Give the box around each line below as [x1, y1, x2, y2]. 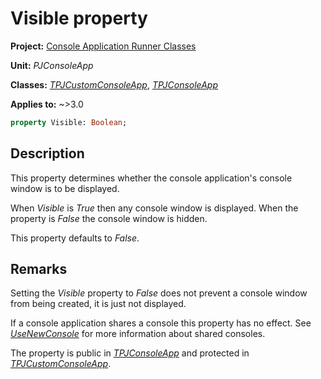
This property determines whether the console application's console [10, 172, 293, 184]
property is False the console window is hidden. [10, 212, 208, 224]
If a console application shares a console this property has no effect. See [10, 317, 312, 329]
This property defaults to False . [10, 232, 140, 244]
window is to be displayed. [10, 182, 120, 194]
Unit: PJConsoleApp [10, 59, 94, 71]
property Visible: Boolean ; [10, 117, 128, 127]
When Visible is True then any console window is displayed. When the [10, 202, 299, 214]
